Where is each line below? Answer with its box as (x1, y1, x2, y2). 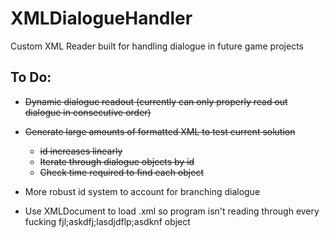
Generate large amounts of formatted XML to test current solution (24, 125, 296, 137)
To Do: (10, 69, 52, 86)
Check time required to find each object (39, 166, 204, 178)
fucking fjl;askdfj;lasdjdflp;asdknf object (24, 215, 191, 227)
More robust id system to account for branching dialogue (24, 185, 261, 197)
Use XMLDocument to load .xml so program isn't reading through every (24, 205, 320, 217)
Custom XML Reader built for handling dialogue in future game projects (10, 40, 305, 52)
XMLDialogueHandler (10, 7, 193, 30)
